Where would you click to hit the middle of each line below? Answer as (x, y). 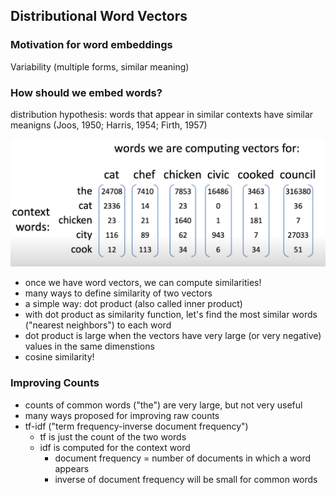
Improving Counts (55, 383)
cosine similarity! (59, 357)
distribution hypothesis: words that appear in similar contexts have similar (162, 114)
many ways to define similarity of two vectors (118, 293)
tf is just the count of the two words (113, 436)
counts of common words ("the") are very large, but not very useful (163, 405)
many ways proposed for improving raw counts (122, 415)
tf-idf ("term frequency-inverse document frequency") (136, 426)
